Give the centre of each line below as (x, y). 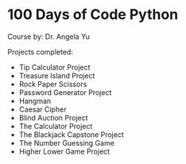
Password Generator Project (65, 92)
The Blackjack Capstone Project (71, 134)
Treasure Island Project (57, 75)
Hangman (35, 101)
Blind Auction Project (53, 117)
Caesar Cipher (43, 109)
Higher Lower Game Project (64, 151)
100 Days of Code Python (93, 15)
